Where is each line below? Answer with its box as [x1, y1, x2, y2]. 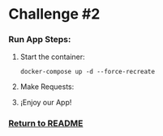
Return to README [8, 118, 84, 130]
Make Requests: [19, 82, 75, 91]
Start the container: [19, 52, 85, 62]
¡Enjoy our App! [19, 98, 72, 108]
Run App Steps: [8, 34, 71, 45]
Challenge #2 [8, 5, 101, 23]
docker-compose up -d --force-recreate [19, 68, 156, 76]
